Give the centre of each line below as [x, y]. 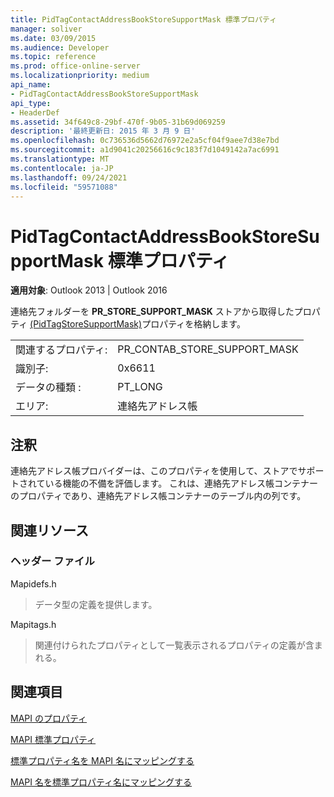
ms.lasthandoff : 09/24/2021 [69, 177]
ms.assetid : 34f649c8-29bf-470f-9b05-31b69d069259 [118, 122]
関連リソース [49, 530]
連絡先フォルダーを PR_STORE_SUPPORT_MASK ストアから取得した [152, 312]
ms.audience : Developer [60, 47]
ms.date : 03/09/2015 [53, 38]
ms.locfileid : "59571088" [64, 187]
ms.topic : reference [53, 57]
